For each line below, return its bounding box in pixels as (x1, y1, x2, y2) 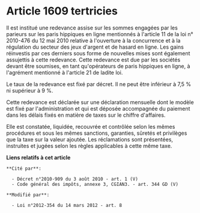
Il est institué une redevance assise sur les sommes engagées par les (6, 24, 178, 31)
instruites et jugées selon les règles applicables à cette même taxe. (6, 142, 172, 149)
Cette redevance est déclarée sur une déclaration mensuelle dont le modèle (6, 98, 194, 106)
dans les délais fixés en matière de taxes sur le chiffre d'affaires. (6, 111, 166, 119)
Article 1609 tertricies (6, 4, 118, 18)
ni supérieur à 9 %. (6, 87, 53, 94)
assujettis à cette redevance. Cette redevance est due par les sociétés (6, 56, 181, 63)
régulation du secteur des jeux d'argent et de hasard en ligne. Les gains (6, 43, 184, 51)
